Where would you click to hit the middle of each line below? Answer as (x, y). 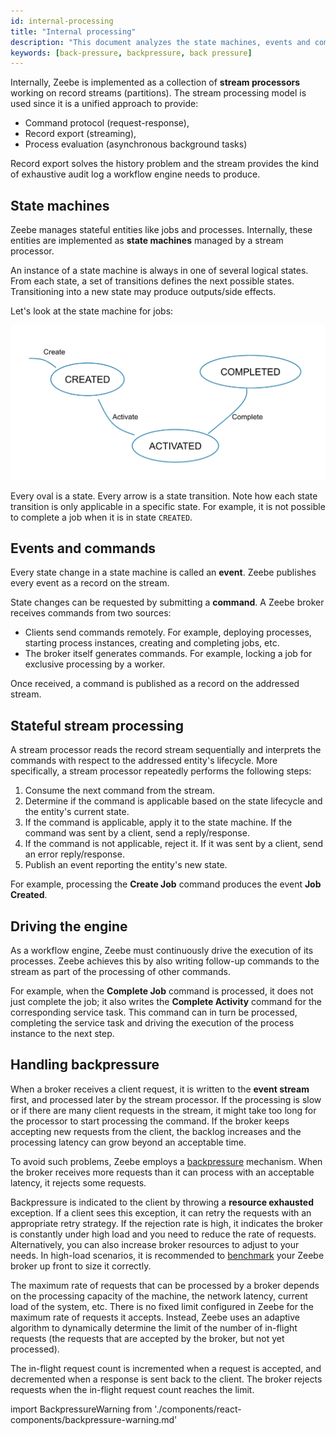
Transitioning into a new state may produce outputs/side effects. (143, 292)
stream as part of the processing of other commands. (120, 972)
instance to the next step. (62, 1034)
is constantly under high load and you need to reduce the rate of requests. (163, 1234)
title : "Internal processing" (73, 31)
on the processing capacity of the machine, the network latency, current (159, 1296)
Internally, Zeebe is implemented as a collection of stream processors (155, 82)
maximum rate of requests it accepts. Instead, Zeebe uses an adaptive (155, 1317)
